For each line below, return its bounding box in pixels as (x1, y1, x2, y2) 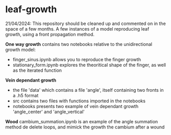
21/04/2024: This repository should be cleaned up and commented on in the (5, 20, 166, 26)
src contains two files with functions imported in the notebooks (12, 98, 145, 104)
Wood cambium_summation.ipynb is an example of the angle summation (5, 118, 158, 124)
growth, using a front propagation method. (5, 31, 94, 37)
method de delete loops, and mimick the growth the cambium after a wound (5, 124, 165, 130)
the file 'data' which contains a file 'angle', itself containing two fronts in (12, 87, 164, 93)
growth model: (5, 46, 36, 52)
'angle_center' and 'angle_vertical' (12, 109, 85, 115)
